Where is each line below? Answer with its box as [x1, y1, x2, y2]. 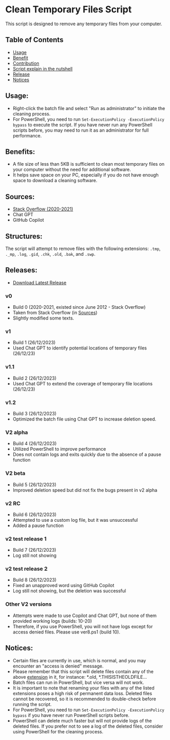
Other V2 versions [5, 601, 52, 608]
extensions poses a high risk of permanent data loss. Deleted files [12, 690, 153, 696]
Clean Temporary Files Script [5, 4, 132, 15]
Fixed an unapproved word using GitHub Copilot [12, 583, 115, 589]
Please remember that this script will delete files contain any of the [12, 668, 154, 675]
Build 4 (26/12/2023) [12, 441, 57, 447]
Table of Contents [5, 36, 64, 44]
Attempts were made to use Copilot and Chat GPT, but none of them [12, 612, 157, 619]
